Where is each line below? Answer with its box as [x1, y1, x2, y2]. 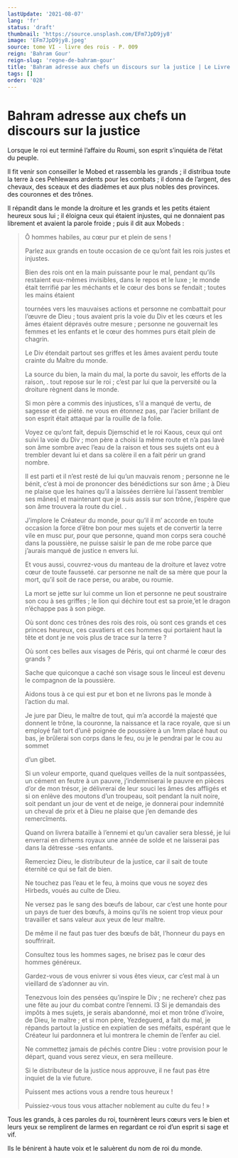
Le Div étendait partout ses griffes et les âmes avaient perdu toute [24, 348, 219, 357]
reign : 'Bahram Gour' [7, 51, 72, 58]
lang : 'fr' [7, 17, 40, 24]
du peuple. [7, 154, 39, 162]
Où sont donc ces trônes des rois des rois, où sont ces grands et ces [24, 618, 227, 627]
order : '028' [7, 76, 46, 84]
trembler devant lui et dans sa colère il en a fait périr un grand [24, 450, 206, 460]
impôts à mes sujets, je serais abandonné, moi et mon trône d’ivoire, [24, 1008, 225, 1017]
